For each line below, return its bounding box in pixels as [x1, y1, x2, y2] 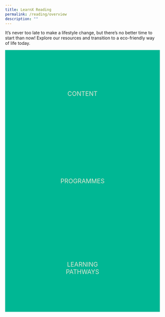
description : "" [5, 16, 38, 21]
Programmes [60, 177, 105, 185]
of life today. [5, 40, 30, 46]
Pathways [65, 268, 100, 276]
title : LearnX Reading [5, 7, 52, 12]
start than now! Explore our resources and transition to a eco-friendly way [5, 35, 155, 41]
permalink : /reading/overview [5, 12, 67, 17]
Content [67, 90, 98, 98]
